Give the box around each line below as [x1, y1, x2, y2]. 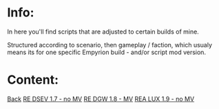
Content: [7, 72, 59, 88]
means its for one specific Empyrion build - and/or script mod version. [7, 48, 207, 56]
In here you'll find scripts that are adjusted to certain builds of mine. [7, 27, 200, 36]
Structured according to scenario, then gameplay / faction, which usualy [7, 40, 212, 49]
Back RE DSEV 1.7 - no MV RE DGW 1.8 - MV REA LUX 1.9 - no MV [7, 95, 195, 103]
